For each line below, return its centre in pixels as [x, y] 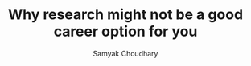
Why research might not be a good [125, 15]
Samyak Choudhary [125, 53]
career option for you [125, 31]
